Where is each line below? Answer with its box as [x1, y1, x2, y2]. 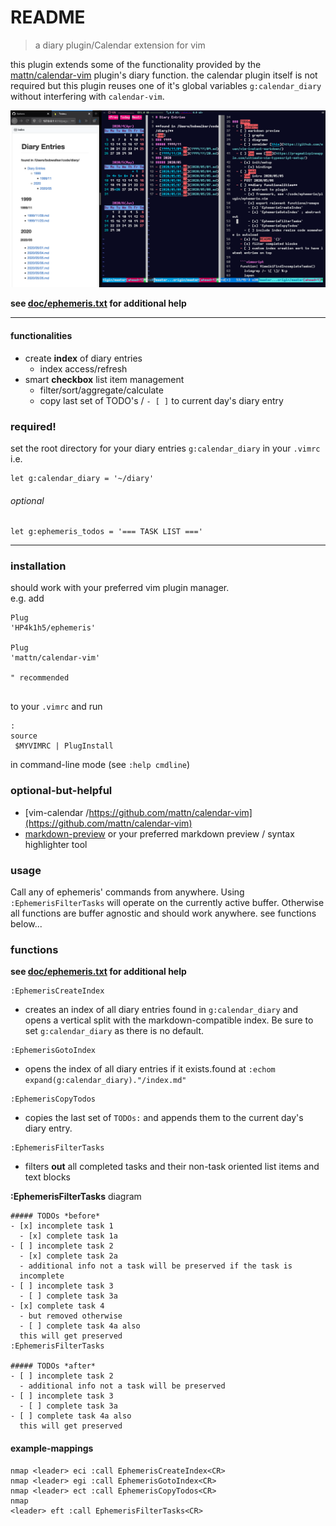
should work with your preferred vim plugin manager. [10, 582, 230, 594]
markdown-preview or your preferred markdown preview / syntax [24, 827, 295, 840]
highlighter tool [24, 838, 88, 850]
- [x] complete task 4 [10, 1301, 105, 1311]
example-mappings [10, 1442, 94, 1454]
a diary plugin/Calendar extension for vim [34, 39, 206, 51]
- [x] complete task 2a [19, 1251, 118, 1261]
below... [10, 918, 43, 930]
